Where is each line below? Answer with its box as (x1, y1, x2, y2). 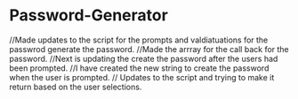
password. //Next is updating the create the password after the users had (9, 53, 278, 64)
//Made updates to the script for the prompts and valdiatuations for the (9, 34, 269, 45)
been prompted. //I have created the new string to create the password (9, 63, 270, 73)
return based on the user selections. (9, 81, 142, 92)
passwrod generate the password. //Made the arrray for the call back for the (9, 43, 289, 54)
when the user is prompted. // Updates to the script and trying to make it (9, 72, 275, 82)
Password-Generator (9, 5, 169, 26)
